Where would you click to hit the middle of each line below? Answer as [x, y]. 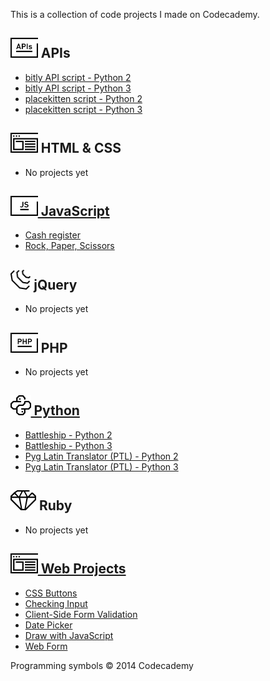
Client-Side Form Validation [81, 614]
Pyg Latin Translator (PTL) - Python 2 [101, 456]
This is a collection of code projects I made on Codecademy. [135, 14]
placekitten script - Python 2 [83, 98]
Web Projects [83, 569]
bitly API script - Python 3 [78, 88]
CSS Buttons [51, 593]
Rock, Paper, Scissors [69, 246]
